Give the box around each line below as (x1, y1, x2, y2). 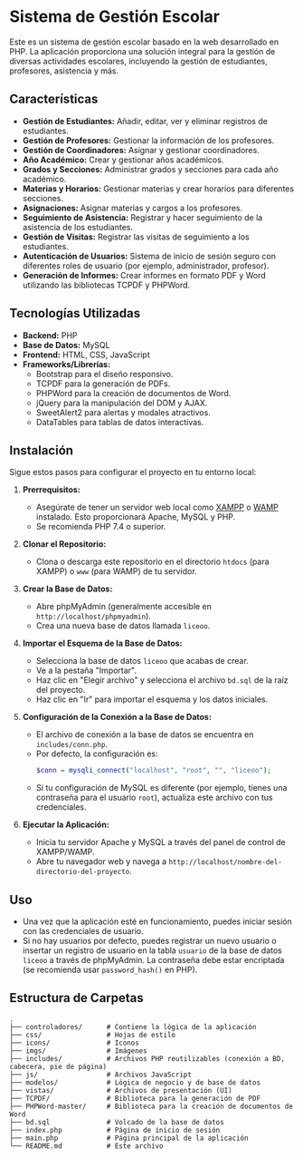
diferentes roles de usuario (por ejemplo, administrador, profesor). (22, 260, 270, 271)
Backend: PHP (22, 329, 79, 341)
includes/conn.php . (35, 739, 109, 750)
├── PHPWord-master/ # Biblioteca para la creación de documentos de (9, 1102, 294, 1111)
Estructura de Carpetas (9, 990, 145, 1006)
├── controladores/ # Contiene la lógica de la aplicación (9, 1022, 257, 1031)
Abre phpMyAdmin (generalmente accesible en (35, 601, 213, 612)
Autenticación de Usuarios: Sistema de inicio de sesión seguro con (22, 250, 277, 261)
